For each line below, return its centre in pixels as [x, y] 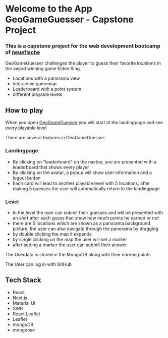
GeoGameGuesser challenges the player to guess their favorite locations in [83, 63]
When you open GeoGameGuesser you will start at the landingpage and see [84, 123]
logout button [26, 178]
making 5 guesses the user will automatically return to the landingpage [86, 188]
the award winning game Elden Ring [43, 69]
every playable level [26, 128]
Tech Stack [23, 280]
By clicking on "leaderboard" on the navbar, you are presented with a [85, 161]
